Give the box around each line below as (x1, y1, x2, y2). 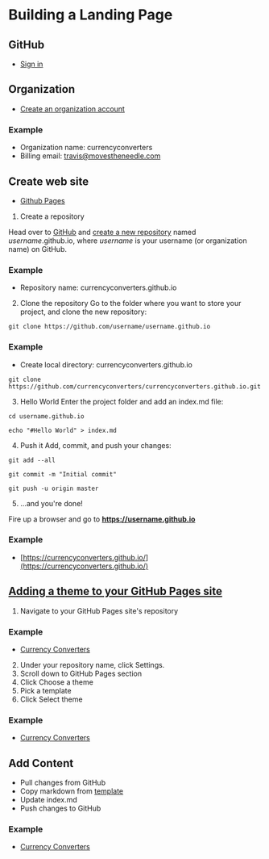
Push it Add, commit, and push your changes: (19, 440, 172, 450)
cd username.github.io (8, 412, 85, 421)
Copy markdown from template (19, 786, 124, 796)
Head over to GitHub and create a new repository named (8, 227, 197, 237)
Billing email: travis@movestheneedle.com (19, 151, 161, 161)
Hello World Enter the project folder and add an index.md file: (19, 396, 224, 406)
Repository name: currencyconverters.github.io (19, 283, 177, 292)
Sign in (19, 59, 43, 69)
